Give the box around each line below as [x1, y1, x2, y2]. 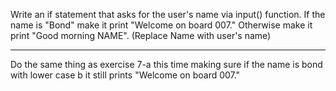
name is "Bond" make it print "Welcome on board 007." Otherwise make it [10, 19, 313, 31]
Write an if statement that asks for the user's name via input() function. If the [10, 9, 326, 20]
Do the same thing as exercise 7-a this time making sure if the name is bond [10, 59, 323, 70]
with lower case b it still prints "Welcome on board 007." [10, 69, 241, 81]
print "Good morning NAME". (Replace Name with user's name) [10, 30, 272, 41]
